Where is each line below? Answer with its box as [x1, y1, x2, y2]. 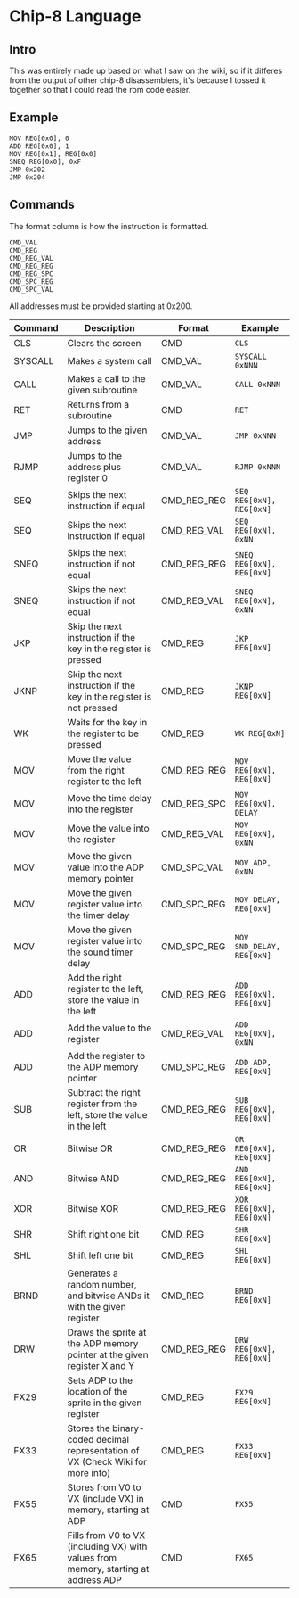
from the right [67, 764, 125, 776]
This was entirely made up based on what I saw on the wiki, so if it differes [9, 65, 283, 76]
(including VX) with [67, 1540, 148, 1552]
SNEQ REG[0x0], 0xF [9, 157, 82, 166]
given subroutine [67, 384, 138, 396]
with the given [67, 1300, 126, 1312]
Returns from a [67, 398, 130, 410]
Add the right [67, 971, 122, 983]
